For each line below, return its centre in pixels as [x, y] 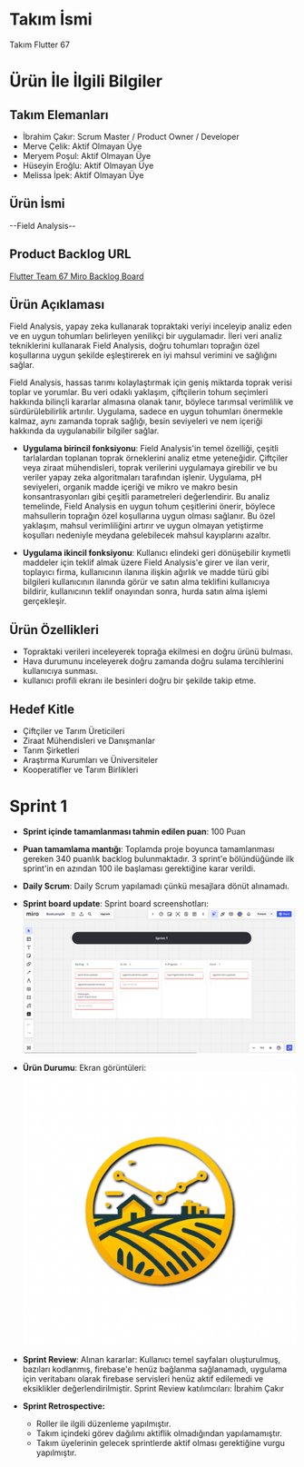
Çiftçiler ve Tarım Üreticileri [74, 731]
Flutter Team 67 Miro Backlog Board [77, 276]
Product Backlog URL [70, 254]
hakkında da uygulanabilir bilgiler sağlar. [84, 431]
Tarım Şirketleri [51, 750]
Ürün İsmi [37, 204]
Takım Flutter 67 [40, 45]
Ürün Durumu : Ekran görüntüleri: [84, 1068]
